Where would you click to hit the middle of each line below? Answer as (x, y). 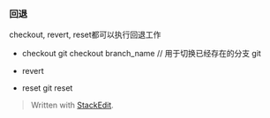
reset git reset (47, 88)
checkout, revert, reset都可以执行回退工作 (85, 35)
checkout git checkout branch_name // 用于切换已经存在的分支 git (142, 54)
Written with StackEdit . (72, 105)
